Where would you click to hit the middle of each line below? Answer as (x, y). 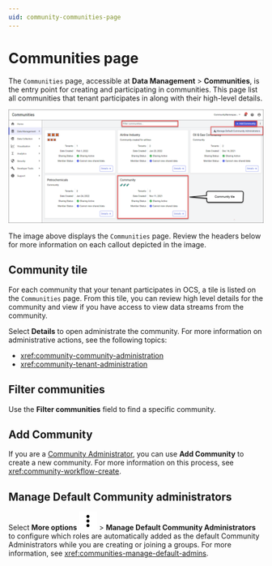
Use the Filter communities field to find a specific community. (112, 409)
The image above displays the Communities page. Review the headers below (135, 236)
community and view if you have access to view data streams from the (126, 307)
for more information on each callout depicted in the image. (107, 244)
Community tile (48, 270)
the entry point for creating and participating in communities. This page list (133, 89)
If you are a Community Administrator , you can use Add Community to (126, 454)
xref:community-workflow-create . (65, 471)
